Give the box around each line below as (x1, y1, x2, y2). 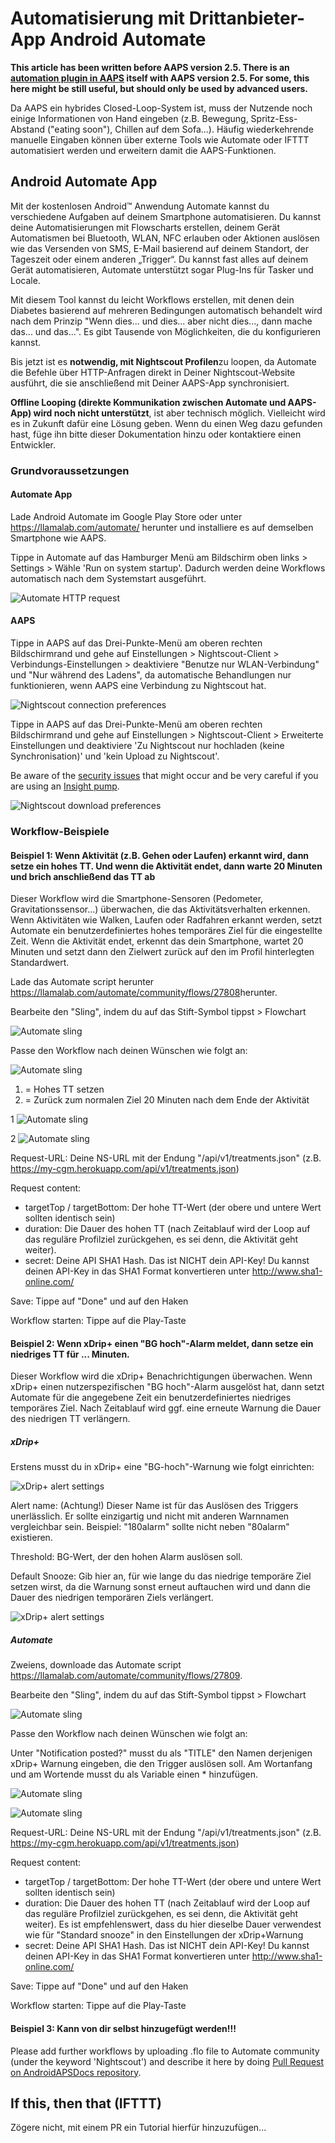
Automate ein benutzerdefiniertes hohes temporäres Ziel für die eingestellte (10, 925, 323, 937)
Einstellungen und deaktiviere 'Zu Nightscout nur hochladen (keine (10, 740, 285, 752)
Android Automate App (10, 173, 158, 191)
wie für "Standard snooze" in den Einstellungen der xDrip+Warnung (24, 1929, 304, 1941)
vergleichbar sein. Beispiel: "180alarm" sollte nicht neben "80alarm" (10, 1521, 290, 1533)
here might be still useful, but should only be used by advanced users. (10, 82, 308, 94)
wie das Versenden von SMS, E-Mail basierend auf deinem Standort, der (10, 242, 310, 254)
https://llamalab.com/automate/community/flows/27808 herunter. (10, 987, 278, 999)
